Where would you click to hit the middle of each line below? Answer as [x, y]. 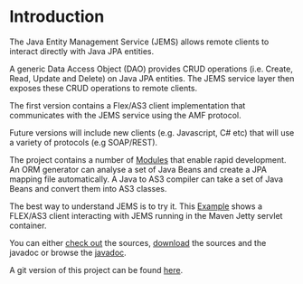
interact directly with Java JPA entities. [82, 51]
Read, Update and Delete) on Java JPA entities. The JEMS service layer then [152, 78]
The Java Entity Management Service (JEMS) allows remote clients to [139, 42]
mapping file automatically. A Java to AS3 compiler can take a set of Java [146, 179]
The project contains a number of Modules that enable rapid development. [148, 159]
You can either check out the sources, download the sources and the [138, 242]
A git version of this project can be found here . [96, 270]
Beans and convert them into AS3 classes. [88, 188]
